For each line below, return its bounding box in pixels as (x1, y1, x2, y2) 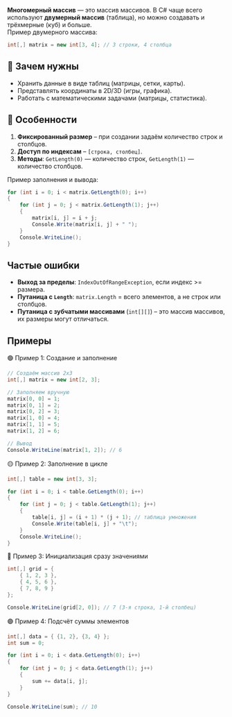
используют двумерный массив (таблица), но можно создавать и (7, 13, 205, 22)
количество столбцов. (17, 162, 83, 170)
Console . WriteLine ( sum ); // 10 (7, 703, 98, 710)
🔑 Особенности (7, 114, 78, 126)
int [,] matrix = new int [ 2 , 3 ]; (7, 376, 100, 383)
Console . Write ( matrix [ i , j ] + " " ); (32, 221, 138, 228)
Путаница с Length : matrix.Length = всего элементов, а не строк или (17, 293, 222, 301)
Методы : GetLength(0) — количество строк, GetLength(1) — (17, 154, 195, 162)
